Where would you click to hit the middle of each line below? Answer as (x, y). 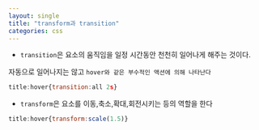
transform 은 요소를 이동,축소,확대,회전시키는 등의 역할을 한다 (116, 104)
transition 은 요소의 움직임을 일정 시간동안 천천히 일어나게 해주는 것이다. (135, 55)
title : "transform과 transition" (64, 23)
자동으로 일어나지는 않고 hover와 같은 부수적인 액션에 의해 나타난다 (110, 72)
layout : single (34, 16)
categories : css (36, 31)
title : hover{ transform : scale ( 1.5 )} (68, 119)
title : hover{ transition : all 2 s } (63, 87)
